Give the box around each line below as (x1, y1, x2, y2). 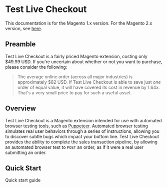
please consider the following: (5, 64, 67, 70)
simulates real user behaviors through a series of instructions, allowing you (5, 128, 160, 134)
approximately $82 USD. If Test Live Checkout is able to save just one (17, 79, 161, 85)
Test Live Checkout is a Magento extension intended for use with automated (5, 117, 162, 123)
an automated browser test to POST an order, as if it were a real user (5, 144, 144, 150)
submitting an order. (5, 149, 46, 155)
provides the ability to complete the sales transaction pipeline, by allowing (5, 139, 157, 145)
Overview (5, 104, 36, 113)
